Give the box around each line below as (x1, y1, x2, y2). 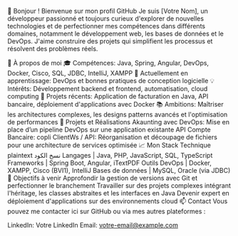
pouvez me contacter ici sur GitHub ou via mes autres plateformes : (7, 207, 206, 215)
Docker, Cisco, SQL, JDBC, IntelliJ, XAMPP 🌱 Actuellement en (7, 69, 189, 77)
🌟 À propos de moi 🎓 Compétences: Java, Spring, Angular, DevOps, (7, 59, 209, 67)
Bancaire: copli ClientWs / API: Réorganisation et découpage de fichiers (7, 133, 217, 141)
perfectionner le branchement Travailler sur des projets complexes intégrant (7, 181, 232, 190)
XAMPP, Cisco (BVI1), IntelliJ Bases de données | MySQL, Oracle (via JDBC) (7, 166, 231, 174)
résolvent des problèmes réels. (7, 45, 98, 53)
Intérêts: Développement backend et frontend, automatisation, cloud (7, 85, 208, 92)
